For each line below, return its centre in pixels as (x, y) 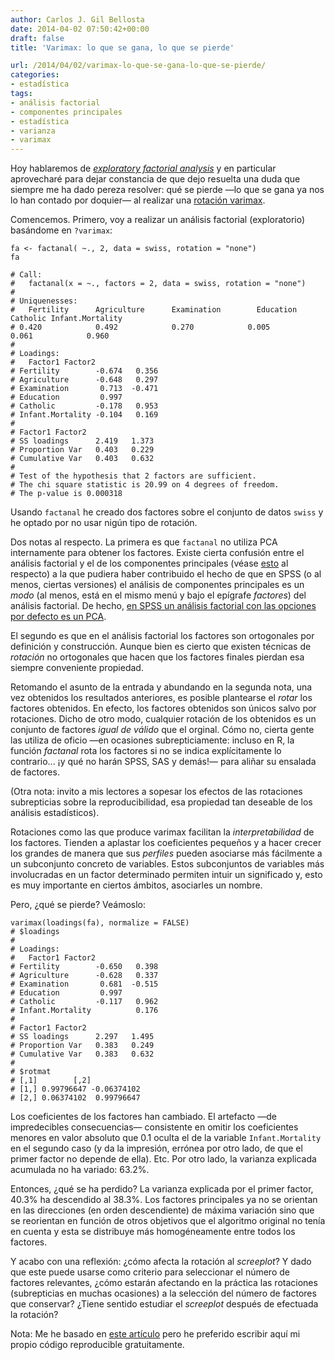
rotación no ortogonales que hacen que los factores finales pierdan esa (157, 657)
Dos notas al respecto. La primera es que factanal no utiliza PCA (144, 542)
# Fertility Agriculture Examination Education (154, 310)
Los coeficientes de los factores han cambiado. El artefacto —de (143, 1117)
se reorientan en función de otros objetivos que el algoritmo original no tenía (168, 1221)
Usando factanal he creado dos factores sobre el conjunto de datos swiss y (167, 512)
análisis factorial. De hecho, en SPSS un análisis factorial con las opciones (163, 606)
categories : (35, 75)
